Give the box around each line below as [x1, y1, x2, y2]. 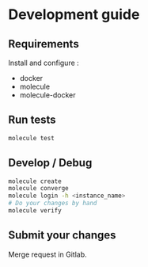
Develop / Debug [8, 156, 93, 170]
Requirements [8, 37, 79, 51]
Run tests [8, 113, 56, 127]
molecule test [8, 134, 55, 142]
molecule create [8, 177, 62, 185]
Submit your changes [8, 228, 116, 242]
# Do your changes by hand [8, 200, 97, 208]
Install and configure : [8, 58, 79, 67]
